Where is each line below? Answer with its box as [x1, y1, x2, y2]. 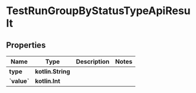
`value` [9, 77, 30, 85]
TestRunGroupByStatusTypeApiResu [6, 4, 191, 18]
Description [76, 58, 110, 65]
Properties [6, 40, 46, 50]
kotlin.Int [35, 77, 61, 85]
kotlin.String [35, 68, 71, 75]
